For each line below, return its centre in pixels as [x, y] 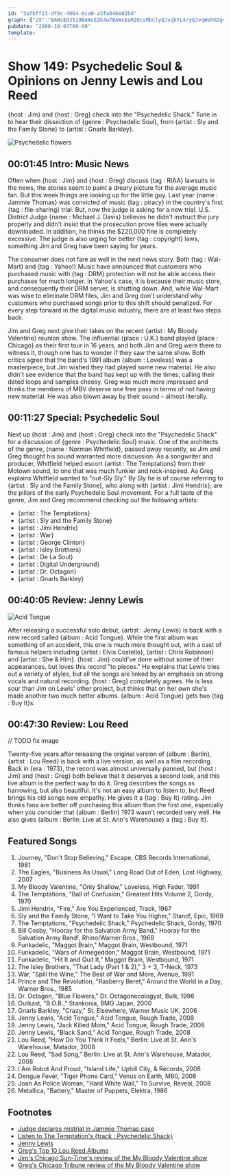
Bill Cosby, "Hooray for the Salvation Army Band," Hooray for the [109, 931]
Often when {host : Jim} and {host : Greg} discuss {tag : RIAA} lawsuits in [111, 180]
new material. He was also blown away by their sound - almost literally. [108, 396]
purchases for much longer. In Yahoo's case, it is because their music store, [115, 281]
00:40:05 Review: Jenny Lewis [76, 600]
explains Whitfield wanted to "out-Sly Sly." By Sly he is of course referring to [115, 478]
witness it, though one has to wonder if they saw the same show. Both [107, 353]
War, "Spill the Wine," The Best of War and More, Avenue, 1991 [106, 975]
